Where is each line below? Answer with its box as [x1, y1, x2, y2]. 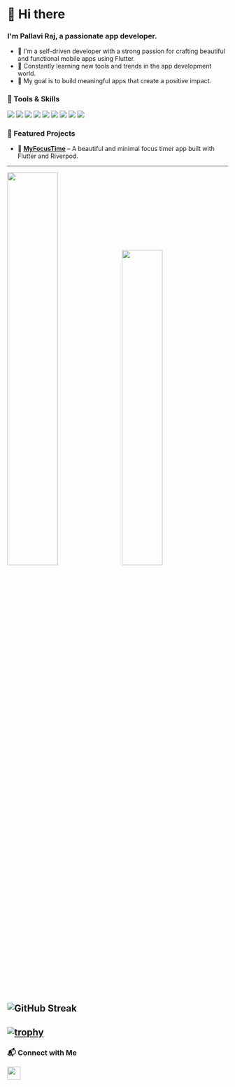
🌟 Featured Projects [7, 129, 76, 138]
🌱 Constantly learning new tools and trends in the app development [17, 62, 212, 71]
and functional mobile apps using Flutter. [17, 55, 135, 63]
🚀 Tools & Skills [7, 94, 60, 104]
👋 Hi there [7, 6, 65, 22]
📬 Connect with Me [7, 1048, 77, 1058]
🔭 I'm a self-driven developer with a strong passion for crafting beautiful [17, 47, 226, 55]
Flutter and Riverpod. [17, 152, 78, 160]
